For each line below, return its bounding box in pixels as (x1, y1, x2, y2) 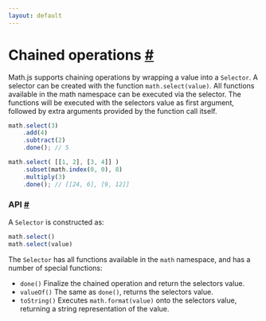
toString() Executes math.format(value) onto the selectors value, (19, 296, 237, 305)
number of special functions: (8, 263, 103, 272)
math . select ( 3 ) (8, 121, 59, 130)
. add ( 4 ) (22, 129, 48, 137)
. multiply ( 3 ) (22, 173, 66, 181)
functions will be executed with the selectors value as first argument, (8, 97, 235, 108)
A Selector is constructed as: (8, 217, 105, 227)
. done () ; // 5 (22, 144, 69, 152)
